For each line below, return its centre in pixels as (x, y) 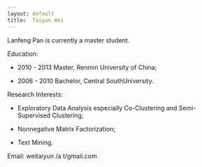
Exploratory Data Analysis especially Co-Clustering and (97, 108)
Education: (23, 54)
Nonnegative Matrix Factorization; (66, 129)
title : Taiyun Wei (36, 20)
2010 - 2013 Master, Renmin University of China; (87, 67)
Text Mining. (35, 142)
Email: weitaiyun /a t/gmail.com (52, 156)
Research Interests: (35, 94)
